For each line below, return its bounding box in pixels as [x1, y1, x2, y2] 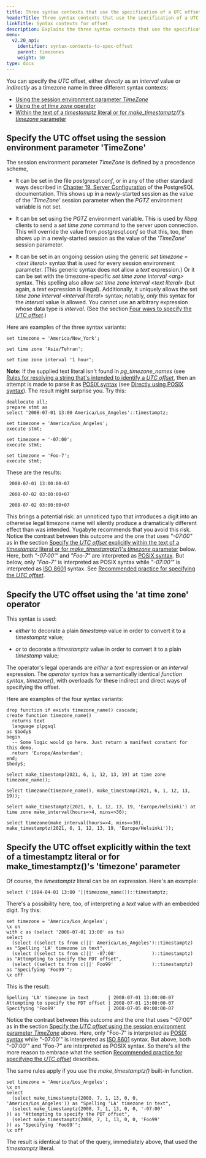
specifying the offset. [6, 683, 60, 691]
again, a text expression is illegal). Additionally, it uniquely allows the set [15, 286, 197, 293]
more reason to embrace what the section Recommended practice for [6, 1048, 183, 1056]
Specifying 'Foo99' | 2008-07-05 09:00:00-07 [6, 1005, 174, 1011]
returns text [12, 718, 45, 724]
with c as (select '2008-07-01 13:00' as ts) [6, 929, 124, 935]
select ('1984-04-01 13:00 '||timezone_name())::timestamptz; [6, 889, 169, 895]
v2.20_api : [12, 37, 40, 44]
